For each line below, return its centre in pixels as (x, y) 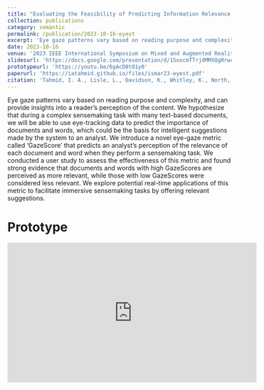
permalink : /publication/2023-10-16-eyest (71, 34)
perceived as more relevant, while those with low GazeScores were (106, 175)
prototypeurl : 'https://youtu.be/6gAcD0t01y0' (78, 67)
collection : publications (46, 21)
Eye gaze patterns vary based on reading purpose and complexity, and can (118, 100)
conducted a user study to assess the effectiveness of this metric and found (119, 161)
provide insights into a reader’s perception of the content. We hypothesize (116, 108)
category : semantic (36, 27)
